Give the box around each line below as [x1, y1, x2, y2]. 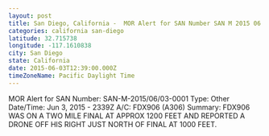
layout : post [8, 11, 52, 20]
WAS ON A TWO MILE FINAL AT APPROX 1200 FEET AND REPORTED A [8, 110, 246, 121]
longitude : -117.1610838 [8, 42, 92, 50]
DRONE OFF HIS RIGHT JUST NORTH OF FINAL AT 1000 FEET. [8, 119, 217, 129]
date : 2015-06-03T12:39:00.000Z [8, 64, 117, 72]
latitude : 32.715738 [8, 34, 78, 43]
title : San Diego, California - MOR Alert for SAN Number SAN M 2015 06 [8, 19, 262, 27]
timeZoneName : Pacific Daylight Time [8, 72, 135, 80]
